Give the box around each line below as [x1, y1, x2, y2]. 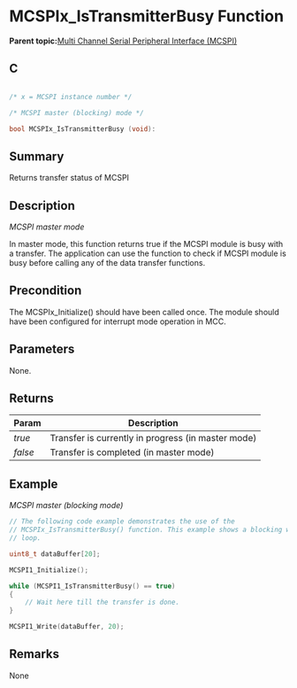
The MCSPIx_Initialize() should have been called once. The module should [9, 306, 280, 317]
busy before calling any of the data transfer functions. [9, 258, 206, 267]
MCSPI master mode [9, 221, 85, 232]
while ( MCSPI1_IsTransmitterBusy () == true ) [9, 582, 176, 591]
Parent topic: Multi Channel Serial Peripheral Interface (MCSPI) [9, 35, 238, 46]
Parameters [9, 342, 75, 357]
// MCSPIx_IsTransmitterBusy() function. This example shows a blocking [9, 525, 283, 535]
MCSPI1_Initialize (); [9, 565, 89, 575]
